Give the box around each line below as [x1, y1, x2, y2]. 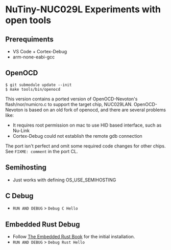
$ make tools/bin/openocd [5, 87, 60, 92]
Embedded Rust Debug [5, 220, 80, 228]
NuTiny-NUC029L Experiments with [5, 4, 161, 15]
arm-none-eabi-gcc [12, 54, 55, 60]
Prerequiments [5, 35, 54, 44]
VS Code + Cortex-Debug [12, 49, 67, 54]
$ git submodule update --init [5, 82, 72, 88]
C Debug [5, 192, 34, 200]
